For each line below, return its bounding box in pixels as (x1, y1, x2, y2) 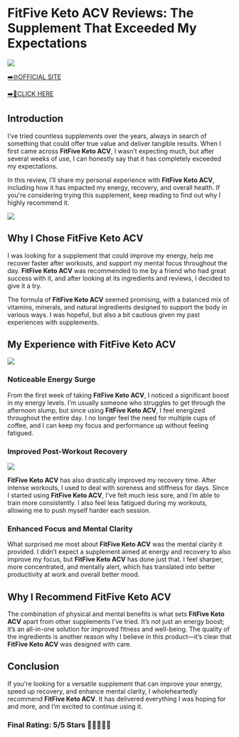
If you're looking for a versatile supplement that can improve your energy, (7, 679, 223, 688)
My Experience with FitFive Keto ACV (7, 338, 176, 350)
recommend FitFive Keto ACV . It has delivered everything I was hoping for (7, 694, 226, 703)
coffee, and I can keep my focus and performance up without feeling (7, 421, 208, 430)
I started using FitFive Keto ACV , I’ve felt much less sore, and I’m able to (7, 491, 221, 499)
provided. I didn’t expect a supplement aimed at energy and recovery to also (7, 548, 231, 556)
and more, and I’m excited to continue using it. (7, 702, 144, 711)
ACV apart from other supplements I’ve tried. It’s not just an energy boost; (7, 617, 225, 626)
